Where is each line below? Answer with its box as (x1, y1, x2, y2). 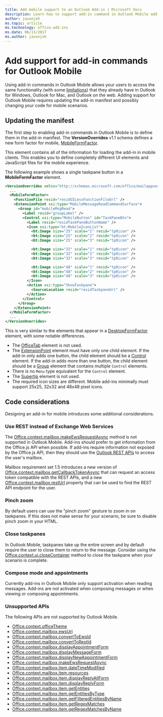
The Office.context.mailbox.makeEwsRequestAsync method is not (5, 434, 137, 440)
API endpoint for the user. (5, 485, 57, 491)
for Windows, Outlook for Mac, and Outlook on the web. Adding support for (5, 92, 156, 98)
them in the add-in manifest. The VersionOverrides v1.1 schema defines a (5, 134, 153, 140)
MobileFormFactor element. (5, 174, 62, 180)
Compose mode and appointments (5, 569, 88, 576)
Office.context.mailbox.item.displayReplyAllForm (12, 675, 109, 681)
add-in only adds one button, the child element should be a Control (12, 353, 147, 358)
